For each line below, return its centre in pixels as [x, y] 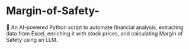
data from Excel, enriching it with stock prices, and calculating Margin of [94, 33]
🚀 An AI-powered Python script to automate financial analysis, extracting [95, 27]
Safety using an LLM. [32, 40]
